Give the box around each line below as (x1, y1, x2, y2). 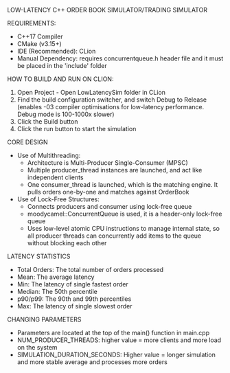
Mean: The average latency (16, 273, 95, 281)
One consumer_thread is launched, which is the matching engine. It (27, 181, 218, 188)
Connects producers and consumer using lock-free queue (27, 203, 192, 210)
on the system (16, 343, 58, 351)
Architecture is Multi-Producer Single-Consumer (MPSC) (27, 159, 189, 167)
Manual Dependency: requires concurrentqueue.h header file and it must (16, 54, 224, 63)
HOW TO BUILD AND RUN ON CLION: (7, 75, 114, 83)
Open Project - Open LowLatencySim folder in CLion (16, 89, 166, 96)
